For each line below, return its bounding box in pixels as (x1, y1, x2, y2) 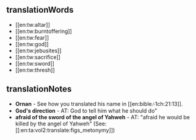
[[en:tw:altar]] (15, 21, 51, 28)
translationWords (6, 5, 74, 15)
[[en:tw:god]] (15, 40, 49, 47)
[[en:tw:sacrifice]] (15, 53, 61, 60)
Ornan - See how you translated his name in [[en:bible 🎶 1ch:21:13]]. (15, 100, 183, 107)
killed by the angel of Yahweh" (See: (15, 120, 107, 127)
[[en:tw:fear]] (15, 33, 49, 41)
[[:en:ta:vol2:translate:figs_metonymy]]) (15, 126, 115, 133)
